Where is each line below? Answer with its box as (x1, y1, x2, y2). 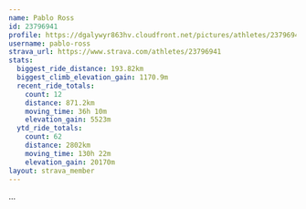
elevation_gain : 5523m (25, 115, 111, 124)
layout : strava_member (8, 166, 95, 175)
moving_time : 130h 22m (25, 149, 111, 158)
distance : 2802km (25, 141, 91, 150)
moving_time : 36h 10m (25, 107, 107, 116)
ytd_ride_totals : (16, 124, 83, 133)
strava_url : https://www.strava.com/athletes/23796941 (8, 47, 222, 57)
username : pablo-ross (8, 38, 91, 48)
